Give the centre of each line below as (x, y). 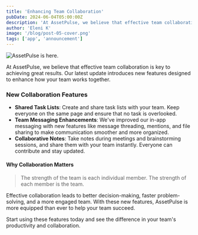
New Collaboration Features (47, 95)
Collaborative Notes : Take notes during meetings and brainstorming (98, 139)
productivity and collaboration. (43, 225)
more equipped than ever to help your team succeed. (71, 208)
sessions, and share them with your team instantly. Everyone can (93, 145)
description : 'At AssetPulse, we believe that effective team (84, 22)
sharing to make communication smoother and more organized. (92, 132)
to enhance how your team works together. (58, 79)
